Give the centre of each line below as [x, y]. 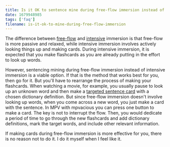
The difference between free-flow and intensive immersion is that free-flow [84, 39]
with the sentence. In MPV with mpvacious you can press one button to [80, 107]
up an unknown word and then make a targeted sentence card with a [77, 91]
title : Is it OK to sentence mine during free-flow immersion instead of [85, 10]
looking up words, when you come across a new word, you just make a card [84, 102]
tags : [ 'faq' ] [20, 19]
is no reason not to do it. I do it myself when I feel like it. [63, 139]
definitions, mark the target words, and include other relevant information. [82, 124]
